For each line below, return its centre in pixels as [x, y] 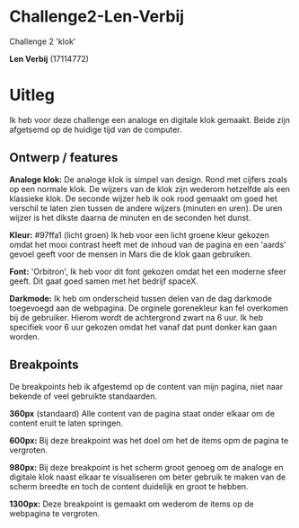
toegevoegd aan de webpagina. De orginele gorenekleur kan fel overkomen [149, 308]
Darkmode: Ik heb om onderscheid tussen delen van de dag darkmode [141, 298]
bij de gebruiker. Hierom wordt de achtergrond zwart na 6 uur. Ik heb [136, 317]
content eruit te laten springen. [66, 423]
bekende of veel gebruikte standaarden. [83, 396]
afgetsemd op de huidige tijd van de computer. [96, 129]
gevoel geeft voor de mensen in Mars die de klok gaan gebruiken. [131, 254]
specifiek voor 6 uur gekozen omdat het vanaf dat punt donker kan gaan [143, 327]
